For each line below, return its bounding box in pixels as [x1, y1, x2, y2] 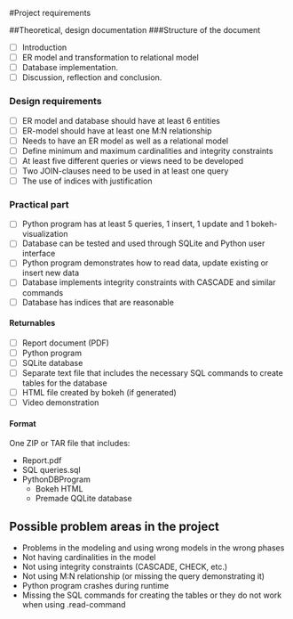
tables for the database [21, 378, 108, 388]
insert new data [21, 267, 80, 279]
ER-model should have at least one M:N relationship [21, 125, 212, 136]
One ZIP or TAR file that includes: [9, 438, 131, 449]
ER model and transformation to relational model [21, 53, 200, 63]
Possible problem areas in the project [9, 518, 219, 533]
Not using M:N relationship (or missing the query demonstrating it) [21, 571, 265, 582]
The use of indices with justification [21, 175, 153, 186]
